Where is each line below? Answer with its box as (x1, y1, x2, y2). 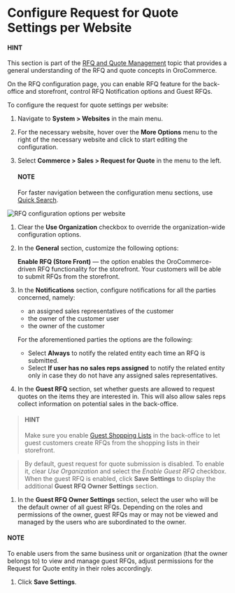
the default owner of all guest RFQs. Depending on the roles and (17, 503, 203, 511)
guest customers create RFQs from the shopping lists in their (24, 438, 200, 447)
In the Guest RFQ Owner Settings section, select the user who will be (17, 495, 218, 503)
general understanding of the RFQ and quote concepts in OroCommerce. (7, 67, 218, 75)
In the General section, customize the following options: (17, 244, 179, 252)
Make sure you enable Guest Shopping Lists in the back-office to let (24, 431, 220, 439)
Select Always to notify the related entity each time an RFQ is (27, 349, 206, 357)
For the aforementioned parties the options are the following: (17, 335, 193, 344)
